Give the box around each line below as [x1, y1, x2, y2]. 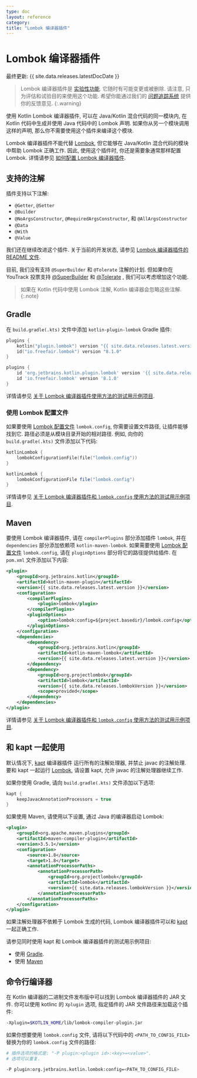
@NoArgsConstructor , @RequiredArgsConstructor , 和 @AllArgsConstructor [14, 215, 188, 222]
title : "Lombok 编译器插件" [6, 25, 70, 31]
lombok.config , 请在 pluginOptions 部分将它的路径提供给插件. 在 [22, 549, 177, 556]
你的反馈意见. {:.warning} [20, 100, 82, 107]
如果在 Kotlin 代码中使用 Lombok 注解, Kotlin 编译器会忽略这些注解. [20, 286, 182, 293]
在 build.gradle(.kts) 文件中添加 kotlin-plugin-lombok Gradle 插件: [6, 326, 172, 333]
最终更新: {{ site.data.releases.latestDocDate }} [6, 73, 120, 80]
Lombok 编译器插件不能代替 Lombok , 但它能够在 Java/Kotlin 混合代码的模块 [6, 139, 189, 147]
